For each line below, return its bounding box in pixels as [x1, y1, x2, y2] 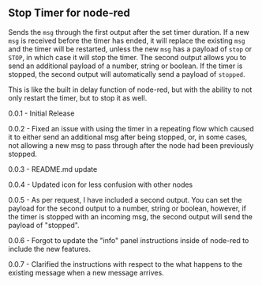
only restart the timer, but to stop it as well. [8, 93, 148, 102]
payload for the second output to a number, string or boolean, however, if [8, 203, 247, 213]
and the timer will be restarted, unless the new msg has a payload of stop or [8, 44, 253, 54]
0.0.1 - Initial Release [8, 108, 75, 118]
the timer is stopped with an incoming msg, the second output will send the [8, 211, 253, 221]
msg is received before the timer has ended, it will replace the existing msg [8, 36, 246, 45]
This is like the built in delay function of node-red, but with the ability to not [8, 85, 253, 94]
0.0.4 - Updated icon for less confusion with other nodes [8, 180, 193, 189]
